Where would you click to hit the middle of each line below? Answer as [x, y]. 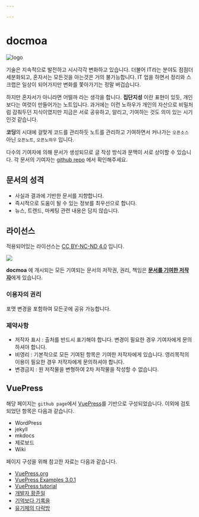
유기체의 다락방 [32, 508]
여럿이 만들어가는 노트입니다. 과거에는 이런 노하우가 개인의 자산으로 [99, 104]
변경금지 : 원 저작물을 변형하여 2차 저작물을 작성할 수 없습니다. [87, 369]
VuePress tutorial [36, 486]
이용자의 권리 [24, 294]
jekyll [21, 429]
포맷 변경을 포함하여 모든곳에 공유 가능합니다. [59, 308]
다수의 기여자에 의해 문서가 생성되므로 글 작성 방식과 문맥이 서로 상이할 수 [91, 152]
